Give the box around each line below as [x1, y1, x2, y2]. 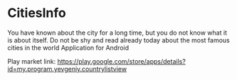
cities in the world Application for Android [7, 43, 130, 52]
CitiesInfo [7, 5, 66, 21]
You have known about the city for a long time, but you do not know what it [7, 28, 228, 37]
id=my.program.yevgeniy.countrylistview [7, 64, 127, 73]
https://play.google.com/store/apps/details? [57, 57, 186, 65]
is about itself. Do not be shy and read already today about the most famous [7, 35, 230, 44]
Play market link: [7, 57, 56, 65]
